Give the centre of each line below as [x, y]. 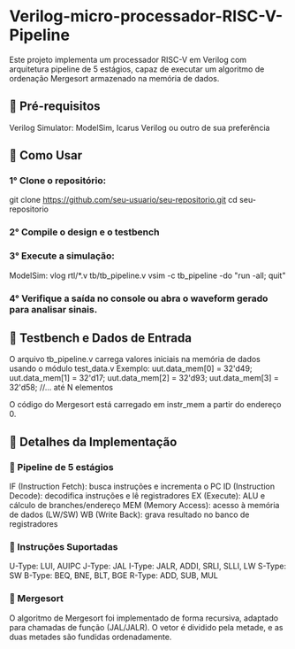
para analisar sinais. [53, 309]
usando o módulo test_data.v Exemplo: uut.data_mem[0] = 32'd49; [131, 368]
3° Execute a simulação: [62, 256]
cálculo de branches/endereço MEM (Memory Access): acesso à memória [144, 506]
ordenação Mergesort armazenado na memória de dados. [114, 78]
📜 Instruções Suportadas [64, 547]
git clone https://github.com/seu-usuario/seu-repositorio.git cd [124, 200]
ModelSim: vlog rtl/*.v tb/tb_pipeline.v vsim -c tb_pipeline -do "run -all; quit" [147, 275]
